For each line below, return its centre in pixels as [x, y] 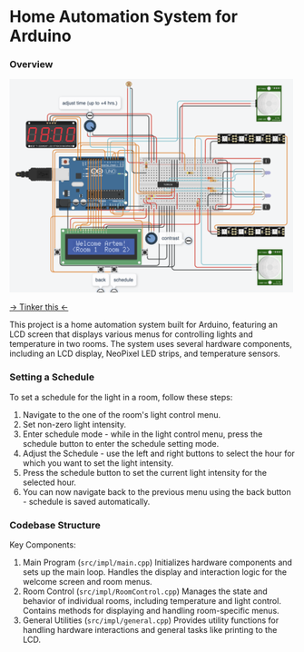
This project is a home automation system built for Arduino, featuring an [144, 325]
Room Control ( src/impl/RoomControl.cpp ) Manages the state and [145, 591]
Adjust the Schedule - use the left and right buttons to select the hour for [158, 453]
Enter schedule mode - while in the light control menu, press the [142, 434]
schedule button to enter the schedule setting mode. [121, 443]
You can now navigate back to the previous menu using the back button [157, 491]
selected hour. [49, 482]
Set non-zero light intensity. [74, 424]
